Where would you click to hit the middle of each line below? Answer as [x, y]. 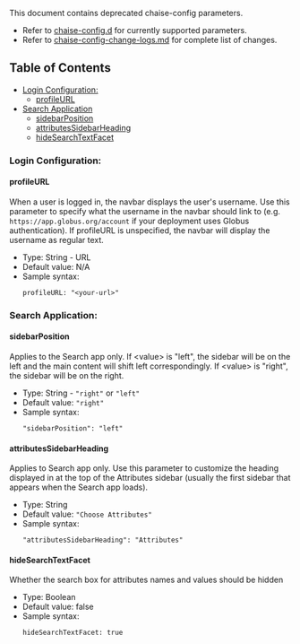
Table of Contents [60, 68]
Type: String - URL [56, 257]
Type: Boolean [49, 597]
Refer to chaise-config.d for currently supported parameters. [135, 30]
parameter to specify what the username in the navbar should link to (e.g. [145, 211]
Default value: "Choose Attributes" [87, 514]
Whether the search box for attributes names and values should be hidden [146, 580]
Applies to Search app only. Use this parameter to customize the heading [144, 468]
